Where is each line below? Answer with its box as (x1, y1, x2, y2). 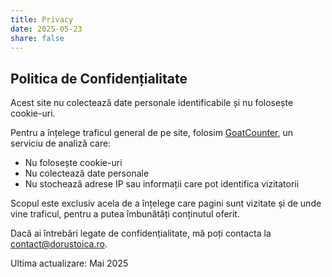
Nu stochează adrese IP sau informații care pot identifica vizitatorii (24, 178, 300, 190)
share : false (10, 33, 65, 43)
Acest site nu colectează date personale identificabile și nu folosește (10, 97, 294, 109)
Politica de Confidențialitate (10, 70, 188, 87)
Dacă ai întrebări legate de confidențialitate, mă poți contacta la (10, 227, 272, 240)
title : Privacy (10, 14, 74, 25)
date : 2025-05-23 (10, 24, 83, 34)
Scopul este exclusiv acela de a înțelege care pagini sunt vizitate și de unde (10, 197, 322, 210)
